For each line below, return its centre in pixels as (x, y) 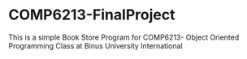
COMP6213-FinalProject (92, 15)
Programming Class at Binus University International (95, 45)
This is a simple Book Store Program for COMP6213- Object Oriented (124, 37)
